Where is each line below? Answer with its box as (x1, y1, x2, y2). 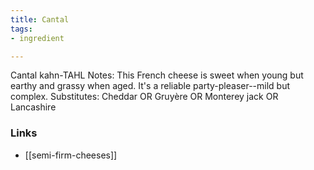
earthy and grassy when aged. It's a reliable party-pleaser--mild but (10, 80, 291, 92)
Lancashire (10, 101, 57, 113)
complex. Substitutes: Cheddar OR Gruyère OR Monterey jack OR (10, 91, 279, 103)
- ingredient (10, 33, 65, 43)
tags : (10, 24, 33, 34)
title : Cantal (10, 14, 70, 25)
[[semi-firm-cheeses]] (24, 149, 118, 161)
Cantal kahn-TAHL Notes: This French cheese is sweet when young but (10, 69, 304, 81)
